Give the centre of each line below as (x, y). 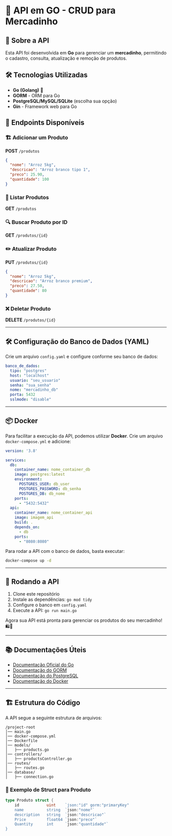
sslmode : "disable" (31, 399)
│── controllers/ (24, 754)
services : (16, 460)
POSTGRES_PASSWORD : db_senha (50, 489)
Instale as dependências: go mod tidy (52, 600)
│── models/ (18, 745)
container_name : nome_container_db (52, 470)
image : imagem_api (34, 518)
